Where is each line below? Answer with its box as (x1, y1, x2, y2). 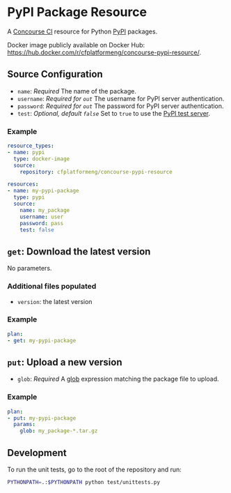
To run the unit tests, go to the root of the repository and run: (7, 465, 182, 473)
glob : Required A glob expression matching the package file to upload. (17, 374, 219, 384)
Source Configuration (7, 68, 103, 80)
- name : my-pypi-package (7, 188, 79, 195)
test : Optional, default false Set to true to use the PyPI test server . (17, 109, 211, 117)
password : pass (19, 220, 64, 227)
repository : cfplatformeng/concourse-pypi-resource (19, 168, 173, 175)
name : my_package (19, 206, 70, 213)
